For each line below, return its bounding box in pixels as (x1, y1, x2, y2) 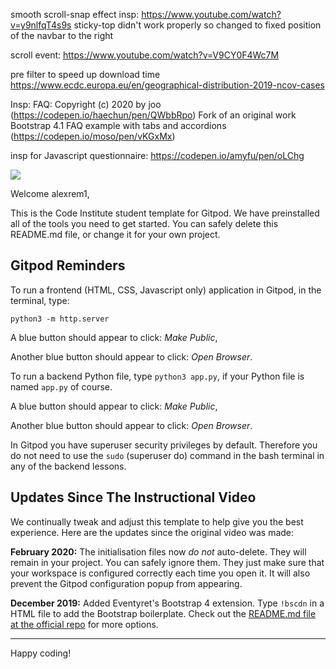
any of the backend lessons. (10, 460, 127, 472)
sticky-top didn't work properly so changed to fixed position (73, 19, 322, 31)
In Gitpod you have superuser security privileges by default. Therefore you (10, 439, 318, 451)
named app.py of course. (10, 380, 113, 393)
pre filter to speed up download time (10, 69, 161, 80)
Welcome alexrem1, (10, 188, 90, 199)
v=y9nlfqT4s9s (10, 19, 72, 31)
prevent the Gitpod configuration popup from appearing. (10, 577, 243, 589)
